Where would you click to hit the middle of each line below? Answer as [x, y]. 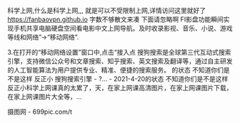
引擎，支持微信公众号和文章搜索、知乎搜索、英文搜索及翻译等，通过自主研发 [120, 61]
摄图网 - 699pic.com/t [40, 112]
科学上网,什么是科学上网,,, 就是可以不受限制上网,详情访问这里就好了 [107, 10]
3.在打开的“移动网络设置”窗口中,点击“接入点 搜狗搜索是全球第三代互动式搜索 [119, 52]
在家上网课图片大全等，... [45, 97]
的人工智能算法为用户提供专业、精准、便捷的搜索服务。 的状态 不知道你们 [115, 70]
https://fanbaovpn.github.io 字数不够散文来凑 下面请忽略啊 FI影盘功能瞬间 [115, 19]
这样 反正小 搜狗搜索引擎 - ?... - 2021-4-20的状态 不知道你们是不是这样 [124, 79]
